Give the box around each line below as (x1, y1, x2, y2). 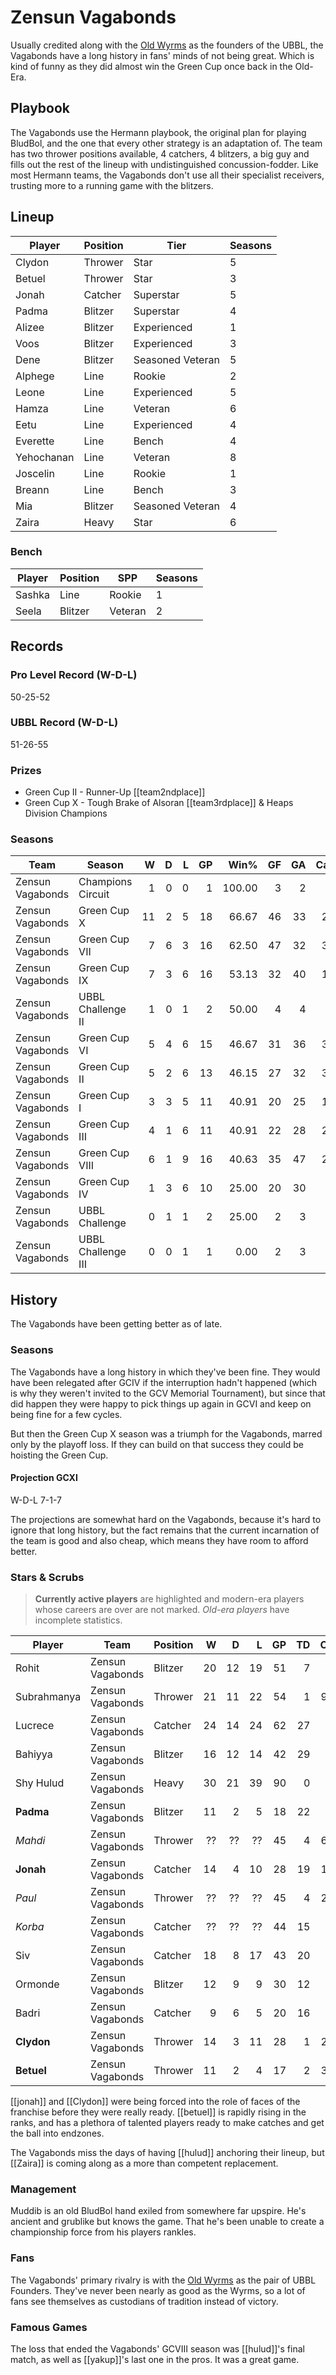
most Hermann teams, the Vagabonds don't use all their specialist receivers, (10, 169, 325, 181)
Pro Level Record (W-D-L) (10, 668, 138, 682)
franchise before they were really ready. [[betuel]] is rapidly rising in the (10, 2106, 307, 2118)
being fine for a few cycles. (10, 1408, 123, 1420)
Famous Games (10, 2320, 88, 2334)
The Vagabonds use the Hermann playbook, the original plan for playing (10, 126, 307, 138)
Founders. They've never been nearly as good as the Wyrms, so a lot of (10, 2284, 306, 2296)
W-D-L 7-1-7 (10, 1494, 63, 1506)
